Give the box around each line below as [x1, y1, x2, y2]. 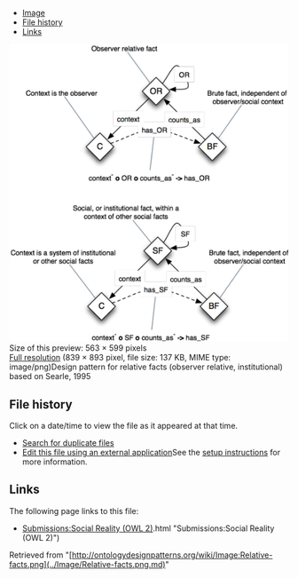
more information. [21, 456, 88, 467]
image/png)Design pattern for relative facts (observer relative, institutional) [9, 361, 284, 372]
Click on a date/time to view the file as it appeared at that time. [9, 421, 238, 432]
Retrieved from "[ [9, 550, 73, 560]
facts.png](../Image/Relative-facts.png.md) [9, 558, 166, 569]
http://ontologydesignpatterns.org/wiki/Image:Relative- [71, 550, 273, 560]
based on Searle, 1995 [9, 371, 91, 382]
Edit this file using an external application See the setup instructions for [21, 447, 281, 458]
